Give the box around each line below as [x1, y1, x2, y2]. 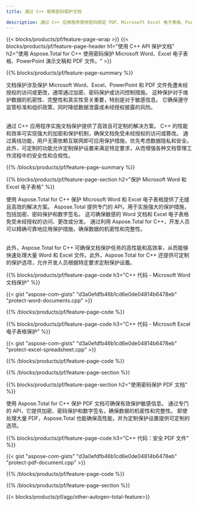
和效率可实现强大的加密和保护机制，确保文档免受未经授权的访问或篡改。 [6, 129, 181, 136]
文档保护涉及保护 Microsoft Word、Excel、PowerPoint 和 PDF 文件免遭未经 [6, 81, 189, 89]
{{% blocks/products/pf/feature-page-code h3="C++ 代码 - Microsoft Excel [6, 320, 190, 328]
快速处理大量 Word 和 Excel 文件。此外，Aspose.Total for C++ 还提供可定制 [6, 252, 190, 259]
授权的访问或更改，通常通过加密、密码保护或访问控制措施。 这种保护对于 [6, 89, 183, 96]
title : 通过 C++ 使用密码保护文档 [6, 8, 82, 15]
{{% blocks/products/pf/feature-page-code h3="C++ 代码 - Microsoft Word [6, 271, 190, 278]
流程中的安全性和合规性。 [11, 152, 74, 159]
